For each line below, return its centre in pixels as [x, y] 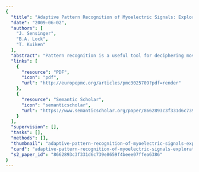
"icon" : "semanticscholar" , [56, 105]
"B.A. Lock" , [32, 39]
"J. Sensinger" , [37, 34]
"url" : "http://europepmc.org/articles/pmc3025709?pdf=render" [101, 83]
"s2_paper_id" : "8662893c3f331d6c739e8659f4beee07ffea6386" [87, 154]
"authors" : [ [27, 28]
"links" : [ [24, 61]
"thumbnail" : [27, 143]
